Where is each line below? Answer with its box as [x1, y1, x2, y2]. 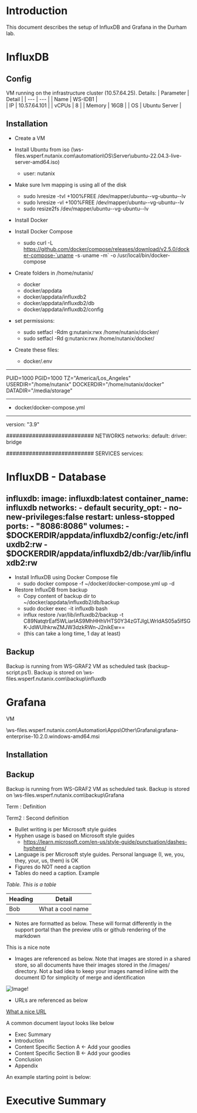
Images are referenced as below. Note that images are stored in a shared [14, 955, 191, 962]
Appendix [14, 1062, 38, 1069]
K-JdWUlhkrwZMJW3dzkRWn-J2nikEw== [23, 623, 125, 630]
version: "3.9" [6, 420, 40, 427]
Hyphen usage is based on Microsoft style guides [14, 832, 135, 839]
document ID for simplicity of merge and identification [14, 974, 145, 981]
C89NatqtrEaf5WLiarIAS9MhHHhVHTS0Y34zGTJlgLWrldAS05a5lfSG [23, 617, 191, 624]
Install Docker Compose [14, 228, 73, 235]
